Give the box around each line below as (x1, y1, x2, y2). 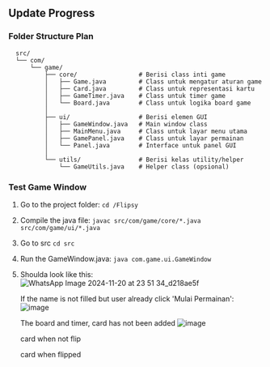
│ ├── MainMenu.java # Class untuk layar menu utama (44, 127, 248, 135)
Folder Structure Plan (8, 31, 95, 42)
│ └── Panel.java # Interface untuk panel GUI (44, 141, 237, 149)
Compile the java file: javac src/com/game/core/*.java (19, 215, 201, 225)
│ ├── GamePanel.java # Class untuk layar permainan (44, 134, 244, 143)
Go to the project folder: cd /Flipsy (19, 199, 139, 209)
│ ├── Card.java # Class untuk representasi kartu (44, 84, 255, 92)
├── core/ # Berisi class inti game (44, 70, 226, 79)
